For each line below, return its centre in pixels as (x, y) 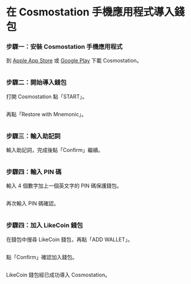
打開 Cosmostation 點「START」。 (47, 96)
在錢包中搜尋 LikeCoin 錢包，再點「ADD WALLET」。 (70, 239)
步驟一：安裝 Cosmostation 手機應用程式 (64, 47)
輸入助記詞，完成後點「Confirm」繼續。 (55, 150)
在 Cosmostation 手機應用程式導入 (90, 12)
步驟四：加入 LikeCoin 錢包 (45, 226)
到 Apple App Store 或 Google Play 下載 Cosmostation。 (74, 61)
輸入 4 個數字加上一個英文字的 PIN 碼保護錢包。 (64, 186)
